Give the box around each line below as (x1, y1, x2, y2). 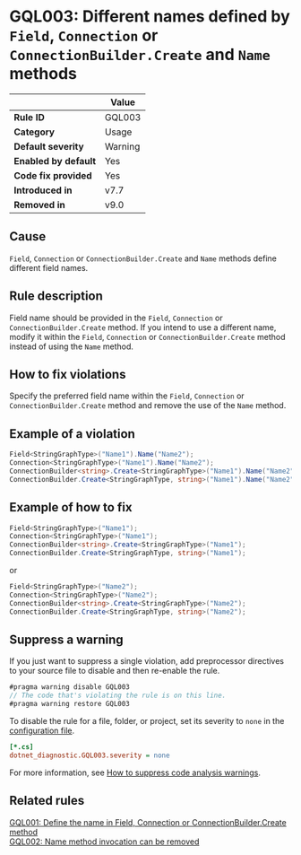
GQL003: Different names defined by (9, 6, 291, 27)
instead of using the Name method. (9, 341, 134, 352)
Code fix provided (13, 169, 92, 181)
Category (13, 126, 56, 138)
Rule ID (13, 110, 45, 123)
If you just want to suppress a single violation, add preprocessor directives (9, 656, 285, 667)
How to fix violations (9, 366, 126, 382)
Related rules (9, 793, 85, 808)
